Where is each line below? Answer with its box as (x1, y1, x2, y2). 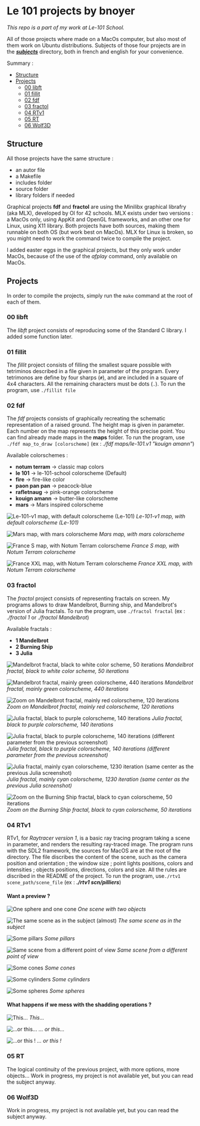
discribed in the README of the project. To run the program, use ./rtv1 (7, 872, 181, 880)
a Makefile (15, 173, 41, 180)
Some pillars (44, 935, 75, 942)
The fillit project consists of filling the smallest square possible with (7, 361, 171, 368)
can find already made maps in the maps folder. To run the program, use (7, 434, 185, 441)
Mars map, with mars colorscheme (98, 531, 185, 538)
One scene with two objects (77, 906, 146, 913)
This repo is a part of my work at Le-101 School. (7, 24, 124, 31)
